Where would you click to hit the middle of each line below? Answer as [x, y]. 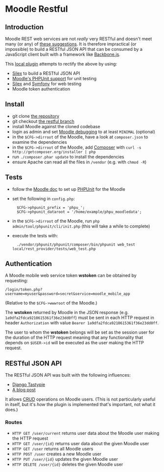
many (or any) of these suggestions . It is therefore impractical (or [71, 44]
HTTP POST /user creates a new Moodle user [57, 454]
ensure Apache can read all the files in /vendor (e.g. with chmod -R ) [79, 162]
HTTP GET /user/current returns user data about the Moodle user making [86, 433]
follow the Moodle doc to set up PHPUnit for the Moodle [69, 189]
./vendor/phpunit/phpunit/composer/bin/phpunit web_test [76, 245]
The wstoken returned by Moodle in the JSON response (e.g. [67, 313]
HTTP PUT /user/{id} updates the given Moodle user [65, 459]
